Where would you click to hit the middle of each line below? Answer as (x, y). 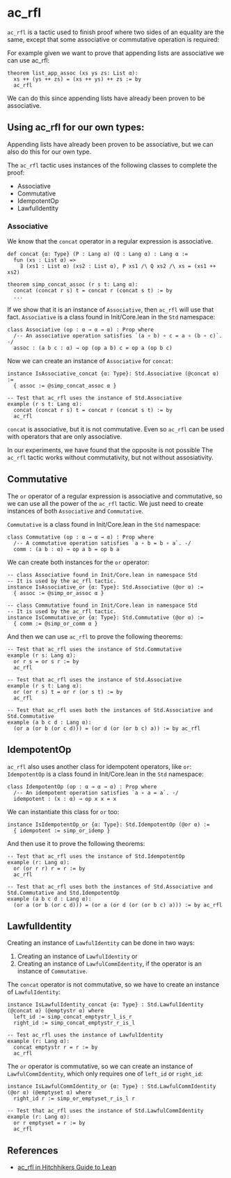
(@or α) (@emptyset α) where (49, 1093)
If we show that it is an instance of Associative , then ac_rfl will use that (111, 310)
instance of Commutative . (53, 971)
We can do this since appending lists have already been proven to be (106, 98)
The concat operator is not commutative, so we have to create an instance (113, 985)
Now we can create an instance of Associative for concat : (90, 361)
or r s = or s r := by (46, 661)
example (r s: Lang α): (42, 655)
